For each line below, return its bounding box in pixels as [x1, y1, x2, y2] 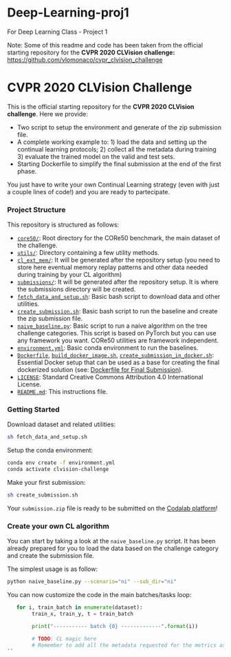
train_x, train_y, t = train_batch [32, 611, 134, 618]
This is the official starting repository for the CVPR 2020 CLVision [7, 102, 195, 111]
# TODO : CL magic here [32, 635, 97, 642]
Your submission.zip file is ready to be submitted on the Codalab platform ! [7, 504, 218, 512]
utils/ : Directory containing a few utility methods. [16, 249, 159, 257]
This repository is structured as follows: [7, 220, 120, 229]
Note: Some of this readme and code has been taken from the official [7, 41, 203, 49]
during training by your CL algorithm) [16, 271, 122, 279]
